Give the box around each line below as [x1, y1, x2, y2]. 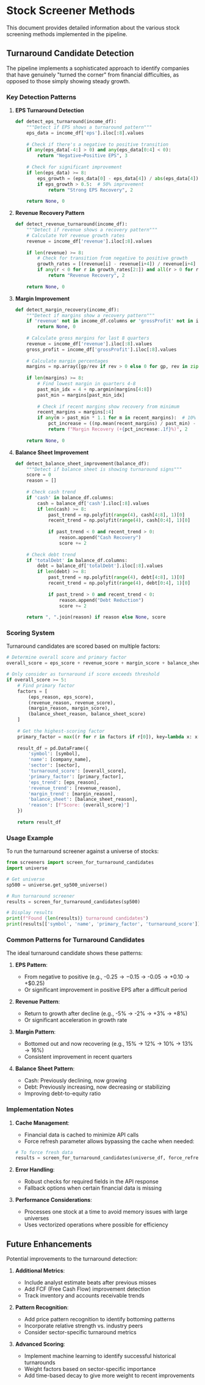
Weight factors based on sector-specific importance [24, 1365, 156, 1373]
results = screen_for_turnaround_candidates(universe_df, [15, 1155, 166, 1161]
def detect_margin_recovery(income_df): [15, 307, 120, 313]
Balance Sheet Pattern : [15, 1065, 75, 1072]
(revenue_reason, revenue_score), [28, 699, 116, 706]
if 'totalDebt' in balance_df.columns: [26, 557, 128, 563]
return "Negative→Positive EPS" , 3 [37, 152, 128, 159]
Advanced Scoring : [15, 1340, 65, 1348]
